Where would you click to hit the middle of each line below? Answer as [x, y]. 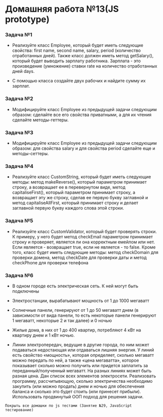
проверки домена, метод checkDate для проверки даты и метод [79, 257]
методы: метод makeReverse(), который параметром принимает [79, 182]
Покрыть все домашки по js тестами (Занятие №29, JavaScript [69, 405]
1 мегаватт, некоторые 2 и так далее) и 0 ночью [62, 320]
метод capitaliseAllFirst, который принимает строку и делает [75, 203]
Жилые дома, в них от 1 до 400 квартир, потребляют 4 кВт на [77, 330]
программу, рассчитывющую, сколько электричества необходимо [82, 381]
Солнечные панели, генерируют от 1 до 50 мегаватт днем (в [75, 310]
